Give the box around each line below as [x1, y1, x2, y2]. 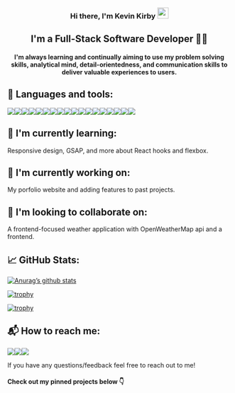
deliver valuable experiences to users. [61, 67, 177, 76]
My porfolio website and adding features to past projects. [7, 185, 175, 194]
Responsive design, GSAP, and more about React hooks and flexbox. [7, 146, 209, 155]
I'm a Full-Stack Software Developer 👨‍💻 [31, 33, 208, 45]
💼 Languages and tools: [7, 89, 114, 101]
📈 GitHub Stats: [7, 254, 80, 266]
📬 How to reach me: [7, 325, 101, 337]
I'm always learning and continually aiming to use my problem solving [13, 52, 225, 61]
